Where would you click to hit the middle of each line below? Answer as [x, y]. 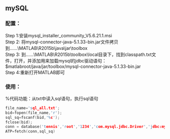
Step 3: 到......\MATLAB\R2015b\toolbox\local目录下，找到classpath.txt [78, 54]
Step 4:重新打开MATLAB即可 [35, 72]
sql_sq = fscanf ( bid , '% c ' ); [32, 117]
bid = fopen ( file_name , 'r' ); [34, 113]
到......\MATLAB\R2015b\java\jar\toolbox [46, 48]
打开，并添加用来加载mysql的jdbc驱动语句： [60, 60]
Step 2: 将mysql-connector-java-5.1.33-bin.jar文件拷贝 [62, 42]
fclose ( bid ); [19, 122]
